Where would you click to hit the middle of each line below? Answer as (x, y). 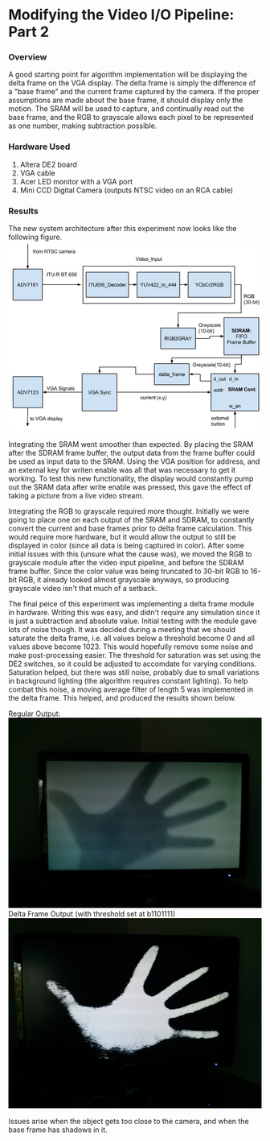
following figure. (35, 237)
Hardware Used (39, 147)
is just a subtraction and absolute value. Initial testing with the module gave (133, 621)
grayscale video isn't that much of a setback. (83, 589)
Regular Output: (35, 713)
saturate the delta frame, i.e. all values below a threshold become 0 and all (132, 639)
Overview (28, 57)
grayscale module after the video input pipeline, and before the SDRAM (126, 563)
